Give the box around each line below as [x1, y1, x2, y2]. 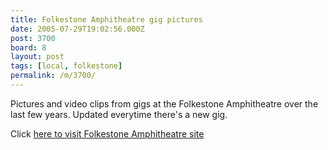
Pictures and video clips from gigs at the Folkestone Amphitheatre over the [10, 97, 319, 110]
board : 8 [10, 42, 47, 53]
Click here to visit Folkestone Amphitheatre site [10, 127, 205, 140]
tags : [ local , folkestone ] [10, 61, 123, 71]
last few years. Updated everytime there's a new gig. [10, 108, 228, 120]
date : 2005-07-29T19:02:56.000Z [10, 24, 145, 34]
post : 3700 [10, 33, 56, 43]
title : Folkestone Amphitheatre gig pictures [10, 14, 203, 25]
